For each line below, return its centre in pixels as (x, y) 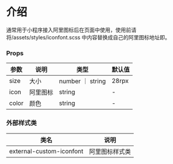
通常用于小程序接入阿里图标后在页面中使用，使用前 (69, 30)
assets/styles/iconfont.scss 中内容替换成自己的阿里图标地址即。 (92, 37)
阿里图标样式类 (110, 151)
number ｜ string (82, 81)
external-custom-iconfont (46, 151)
